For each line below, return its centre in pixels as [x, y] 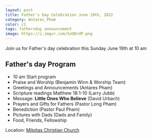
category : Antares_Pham [31, 19]
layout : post [19, 10]
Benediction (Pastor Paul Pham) [46, 109]
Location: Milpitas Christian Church [42, 130]
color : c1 [16, 24]
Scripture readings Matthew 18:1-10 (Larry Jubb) [64, 93]
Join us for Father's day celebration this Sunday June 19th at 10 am [76, 48]
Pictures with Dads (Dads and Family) [52, 114]
